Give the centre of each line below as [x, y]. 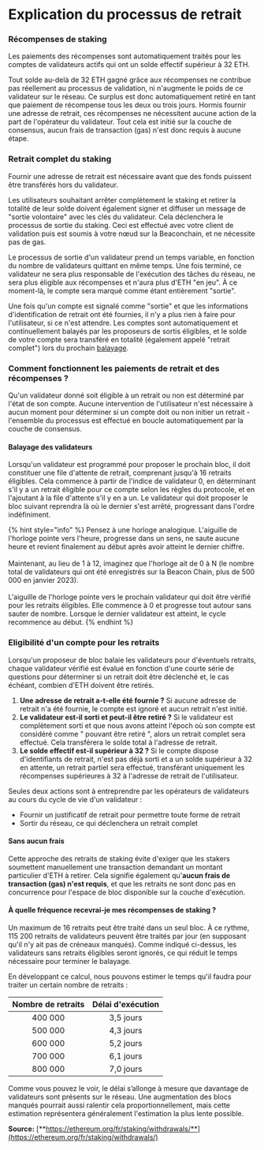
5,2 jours [126, 1043]
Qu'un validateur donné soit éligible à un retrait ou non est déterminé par [126, 395]
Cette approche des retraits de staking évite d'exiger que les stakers [119, 858]
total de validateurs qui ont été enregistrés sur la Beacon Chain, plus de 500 [132, 572]
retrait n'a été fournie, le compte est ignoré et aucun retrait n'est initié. [134, 708]
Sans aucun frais [36, 841]
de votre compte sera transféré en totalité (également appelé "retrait [119, 339]
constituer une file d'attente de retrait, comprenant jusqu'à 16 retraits [120, 473]
